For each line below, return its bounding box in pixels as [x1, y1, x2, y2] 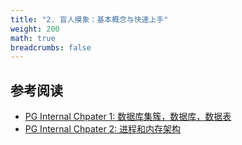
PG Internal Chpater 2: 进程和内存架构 [24, 123, 182, 135]
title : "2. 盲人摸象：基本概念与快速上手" [10, 14, 169, 25]
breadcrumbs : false [10, 42, 92, 53]
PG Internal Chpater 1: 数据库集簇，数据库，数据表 [24, 111, 232, 123]
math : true [10, 33, 56, 43]
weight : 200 [10, 24, 60, 34]
